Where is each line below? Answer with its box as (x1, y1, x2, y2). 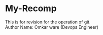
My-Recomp (5, 3, 57, 14)
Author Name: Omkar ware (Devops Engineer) (5, 24, 99, 30)
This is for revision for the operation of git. (5, 19, 91, 25)
